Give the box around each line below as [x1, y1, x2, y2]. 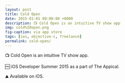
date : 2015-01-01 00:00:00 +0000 [5, 16, 73, 21]
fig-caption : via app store [5, 30, 62, 34]
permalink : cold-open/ [5, 39, 51, 44]
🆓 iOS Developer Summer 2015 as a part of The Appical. [5, 64, 120, 69]
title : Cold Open [5, 12, 41, 17]
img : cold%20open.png [5, 25, 49, 30]
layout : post [5, 7, 32, 12]
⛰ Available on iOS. [5, 73, 44, 79]
